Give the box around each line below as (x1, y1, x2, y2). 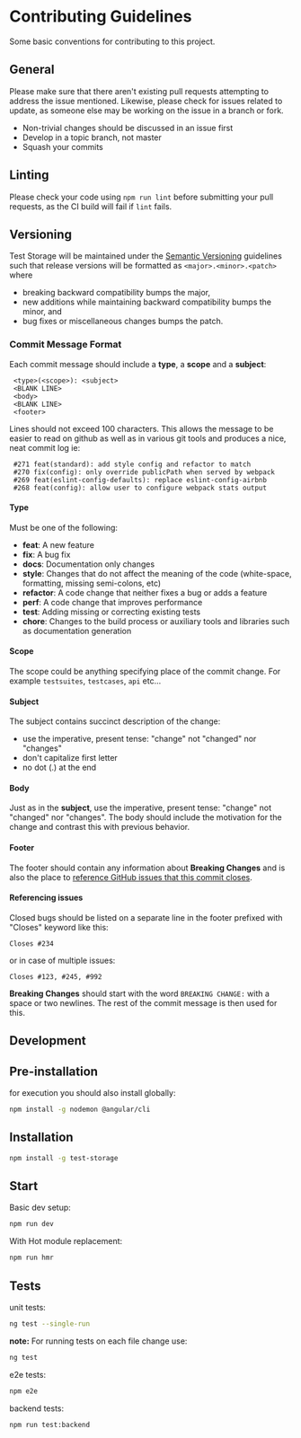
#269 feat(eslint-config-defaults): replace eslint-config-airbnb (13, 475, 268, 484)
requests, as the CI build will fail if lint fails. (9, 200, 173, 212)
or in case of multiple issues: (9, 955, 116, 966)
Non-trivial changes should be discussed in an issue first (22, 122, 234, 133)
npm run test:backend (9, 1420, 91, 1429)
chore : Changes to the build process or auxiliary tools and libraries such (22, 615, 290, 626)
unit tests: (9, 1302, 47, 1313)
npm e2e (9, 1386, 39, 1396)
